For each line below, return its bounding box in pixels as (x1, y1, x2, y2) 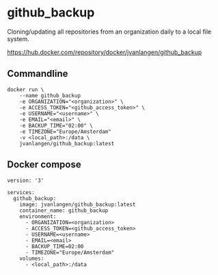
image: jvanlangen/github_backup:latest (19, 201, 136, 208)
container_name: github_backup (19, 207, 109, 214)
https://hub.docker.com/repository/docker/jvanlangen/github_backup (7, 48, 202, 56)
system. (7, 34, 29, 43)
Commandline (7, 68, 68, 80)
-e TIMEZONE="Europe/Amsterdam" (19, 128, 111, 135)
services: (7, 189, 36, 196)
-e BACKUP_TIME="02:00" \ (19, 122, 94, 129)
